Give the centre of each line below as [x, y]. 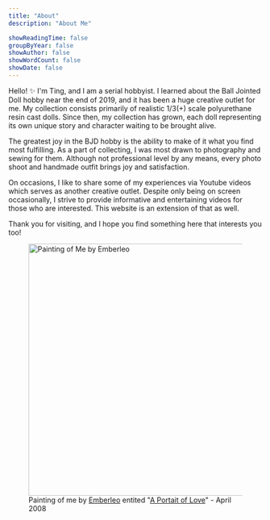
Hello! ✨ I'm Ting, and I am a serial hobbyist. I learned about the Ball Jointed [135, 90]
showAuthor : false [39, 53]
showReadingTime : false [48, 38]
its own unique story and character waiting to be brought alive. [112, 125]
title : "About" [34, 16]
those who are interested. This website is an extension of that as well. [124, 208]
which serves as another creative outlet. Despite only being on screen [125, 191]
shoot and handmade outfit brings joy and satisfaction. [99, 167]
